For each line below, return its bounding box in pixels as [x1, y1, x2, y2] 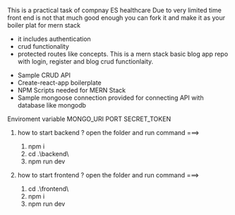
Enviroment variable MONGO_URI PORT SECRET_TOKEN [7, 115, 171, 123]
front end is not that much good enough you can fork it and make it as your [7, 13, 226, 22]
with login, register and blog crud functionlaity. [17, 57, 154, 66]
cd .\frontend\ [28, 185, 69, 193]
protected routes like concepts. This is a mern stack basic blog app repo [17, 50, 229, 58]
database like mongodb [17, 101, 87, 109]
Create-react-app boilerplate [17, 79, 102, 87]
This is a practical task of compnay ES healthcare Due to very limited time [7, 6, 222, 14]
